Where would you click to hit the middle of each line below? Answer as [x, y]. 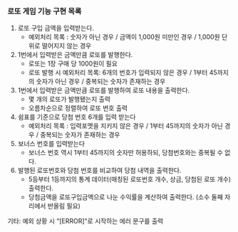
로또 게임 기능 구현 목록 [45, 11]
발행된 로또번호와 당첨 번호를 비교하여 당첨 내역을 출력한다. [99, 170]
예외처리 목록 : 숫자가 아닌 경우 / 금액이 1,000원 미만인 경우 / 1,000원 [124, 37]
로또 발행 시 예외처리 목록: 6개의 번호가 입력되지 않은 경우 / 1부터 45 [123, 73]
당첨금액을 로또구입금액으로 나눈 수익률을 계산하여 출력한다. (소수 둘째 [125, 197]
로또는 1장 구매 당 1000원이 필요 [73, 64]
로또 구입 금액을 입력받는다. [56, 28]
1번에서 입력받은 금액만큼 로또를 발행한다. [75, 55]
